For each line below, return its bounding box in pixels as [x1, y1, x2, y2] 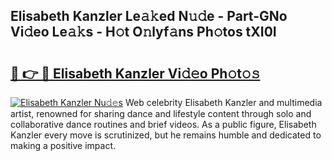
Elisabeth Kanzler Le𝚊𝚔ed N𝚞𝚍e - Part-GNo [10, 8, 288, 25]
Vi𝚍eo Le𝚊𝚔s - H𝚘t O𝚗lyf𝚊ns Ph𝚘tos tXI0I [10, 24, 277, 41]
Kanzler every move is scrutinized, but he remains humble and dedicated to [10, 129, 322, 141]
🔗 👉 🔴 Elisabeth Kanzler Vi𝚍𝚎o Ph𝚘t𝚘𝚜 [10, 65, 261, 82]
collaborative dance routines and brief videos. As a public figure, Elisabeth [10, 119, 317, 130]
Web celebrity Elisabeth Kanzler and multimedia [124, 97, 323, 108]
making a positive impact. [10, 140, 117, 151]
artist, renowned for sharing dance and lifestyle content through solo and [10, 108, 312, 119]
